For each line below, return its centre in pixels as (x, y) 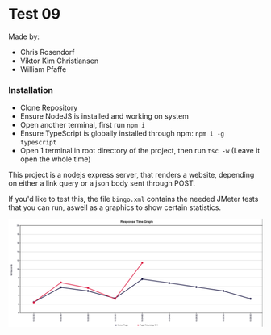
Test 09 (34, 14)
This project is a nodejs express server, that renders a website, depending (131, 175)
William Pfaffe (43, 69)
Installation (31, 90)
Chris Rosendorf (47, 52)
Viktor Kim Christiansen (59, 61)
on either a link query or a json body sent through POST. (102, 183)
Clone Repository (49, 108)
